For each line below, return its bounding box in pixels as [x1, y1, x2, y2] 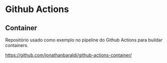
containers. [5, 42, 29, 48]
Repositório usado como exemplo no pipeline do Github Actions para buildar [5, 37, 163, 43]
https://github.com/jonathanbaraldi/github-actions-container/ [5, 52, 132, 58]
